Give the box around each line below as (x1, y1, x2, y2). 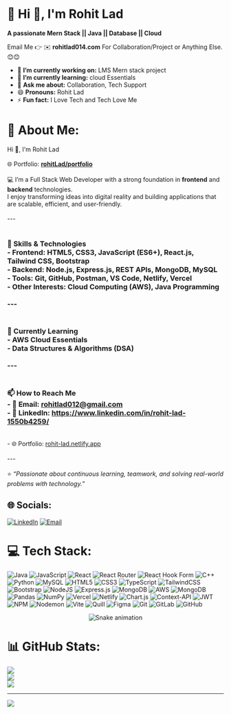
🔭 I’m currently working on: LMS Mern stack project (16, 65, 166, 74)
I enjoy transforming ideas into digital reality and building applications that (7, 192, 217, 200)
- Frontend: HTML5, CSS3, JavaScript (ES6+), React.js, (7, 247, 195, 257)
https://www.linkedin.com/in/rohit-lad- (51, 408, 186, 417)
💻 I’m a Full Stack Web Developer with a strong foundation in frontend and (7, 175, 220, 183)
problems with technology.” (7, 480, 85, 488)
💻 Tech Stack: (7, 543, 92, 559)
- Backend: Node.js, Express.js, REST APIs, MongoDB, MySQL (7, 264, 218, 274)
